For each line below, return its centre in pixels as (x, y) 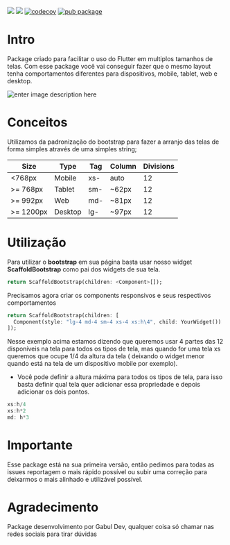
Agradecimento (53, 508)
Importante (40, 445)
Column (123, 166)
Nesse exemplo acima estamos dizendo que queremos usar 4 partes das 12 (115, 342)
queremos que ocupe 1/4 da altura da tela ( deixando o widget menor (106, 356)
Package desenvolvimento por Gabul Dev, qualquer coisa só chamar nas (111, 526)
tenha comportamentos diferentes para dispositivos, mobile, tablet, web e (113, 74)
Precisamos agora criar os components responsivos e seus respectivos (109, 295)
